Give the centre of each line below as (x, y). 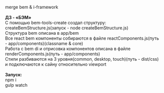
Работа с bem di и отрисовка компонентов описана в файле (68, 49)
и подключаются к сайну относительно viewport (56, 64)
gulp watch (16, 85)
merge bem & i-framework (32, 7)
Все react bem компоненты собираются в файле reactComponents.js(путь (82, 38)
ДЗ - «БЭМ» (18, 17)
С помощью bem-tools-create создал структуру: (56, 23)
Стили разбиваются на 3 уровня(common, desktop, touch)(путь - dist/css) (82, 59)
